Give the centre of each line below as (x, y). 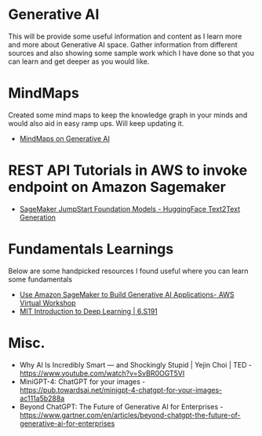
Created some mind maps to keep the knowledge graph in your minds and (128, 115)
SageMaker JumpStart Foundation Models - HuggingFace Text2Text (130, 209)
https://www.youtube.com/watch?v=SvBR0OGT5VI (102, 373)
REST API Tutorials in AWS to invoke (128, 170)
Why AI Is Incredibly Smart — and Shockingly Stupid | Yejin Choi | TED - (136, 364)
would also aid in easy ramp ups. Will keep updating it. (96, 123)
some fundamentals (40, 279)
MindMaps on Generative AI (64, 139)
